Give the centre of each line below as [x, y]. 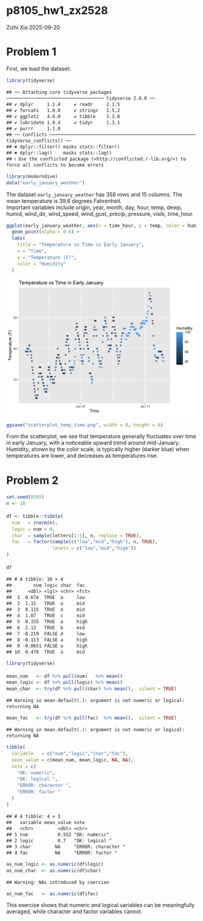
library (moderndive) [32, 176]
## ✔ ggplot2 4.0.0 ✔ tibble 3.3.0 [63, 116]
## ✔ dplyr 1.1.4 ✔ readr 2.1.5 [63, 104]
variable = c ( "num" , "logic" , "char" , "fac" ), [70, 753]
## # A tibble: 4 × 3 [34, 816]
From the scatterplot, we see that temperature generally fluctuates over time [101, 437]
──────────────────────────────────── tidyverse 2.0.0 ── [81, 98]
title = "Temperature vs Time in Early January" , [81, 245]
